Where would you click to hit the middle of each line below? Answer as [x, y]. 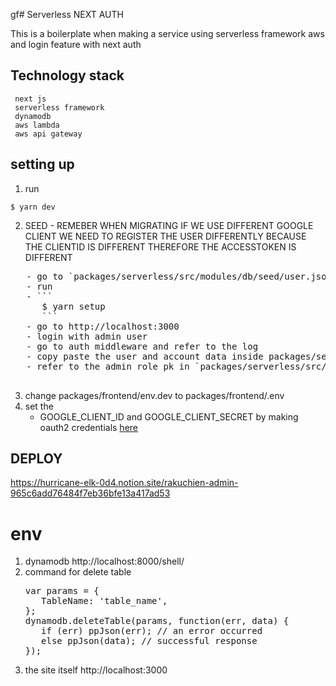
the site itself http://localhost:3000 [96, 670]
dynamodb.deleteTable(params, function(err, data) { [157, 621]
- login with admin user [87, 336]
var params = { [62, 591]
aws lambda [37, 125]
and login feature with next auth [76, 44]
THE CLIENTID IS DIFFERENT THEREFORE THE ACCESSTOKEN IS [160, 246]
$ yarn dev [33, 207]
